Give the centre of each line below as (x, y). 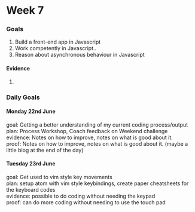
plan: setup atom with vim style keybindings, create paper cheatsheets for (97, 183)
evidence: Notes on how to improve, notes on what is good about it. (90, 137)
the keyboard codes (31, 190)
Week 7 (25, 10)
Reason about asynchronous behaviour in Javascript (80, 55)
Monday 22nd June (31, 112)
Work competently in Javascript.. (56, 48)
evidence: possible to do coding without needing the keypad (81, 196)
